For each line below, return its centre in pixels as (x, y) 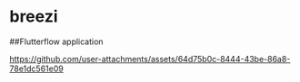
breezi (34, 17)
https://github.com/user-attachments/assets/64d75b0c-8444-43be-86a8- (150, 59)
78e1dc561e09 (36, 68)
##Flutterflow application (56, 41)
